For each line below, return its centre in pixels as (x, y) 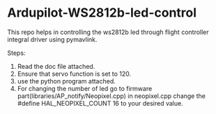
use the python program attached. (67, 81)
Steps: (16, 53)
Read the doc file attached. (56, 66)
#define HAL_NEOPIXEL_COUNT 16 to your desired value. (100, 103)
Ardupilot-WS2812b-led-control (102, 13)
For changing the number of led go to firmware (85, 88)
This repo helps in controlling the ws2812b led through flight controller (108, 32)
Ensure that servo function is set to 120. (74, 74)
